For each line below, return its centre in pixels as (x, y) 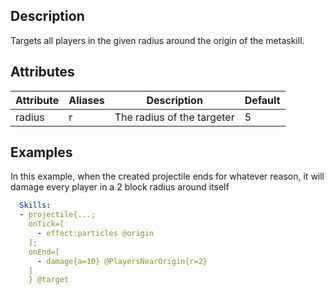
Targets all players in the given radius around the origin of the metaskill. (157, 40)
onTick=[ (46, 224)
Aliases (86, 100)
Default (262, 100)
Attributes (42, 72)
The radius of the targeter (174, 117)
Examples (41, 152)
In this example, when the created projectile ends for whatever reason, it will (167, 176)
